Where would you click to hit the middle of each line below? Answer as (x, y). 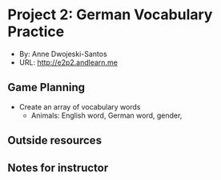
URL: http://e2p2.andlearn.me (68, 62)
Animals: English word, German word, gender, (106, 115)
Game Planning (46, 88)
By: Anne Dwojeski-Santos (63, 54)
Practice (36, 32)
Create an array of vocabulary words (80, 106)
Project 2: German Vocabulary (110, 15)
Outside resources (54, 140)
